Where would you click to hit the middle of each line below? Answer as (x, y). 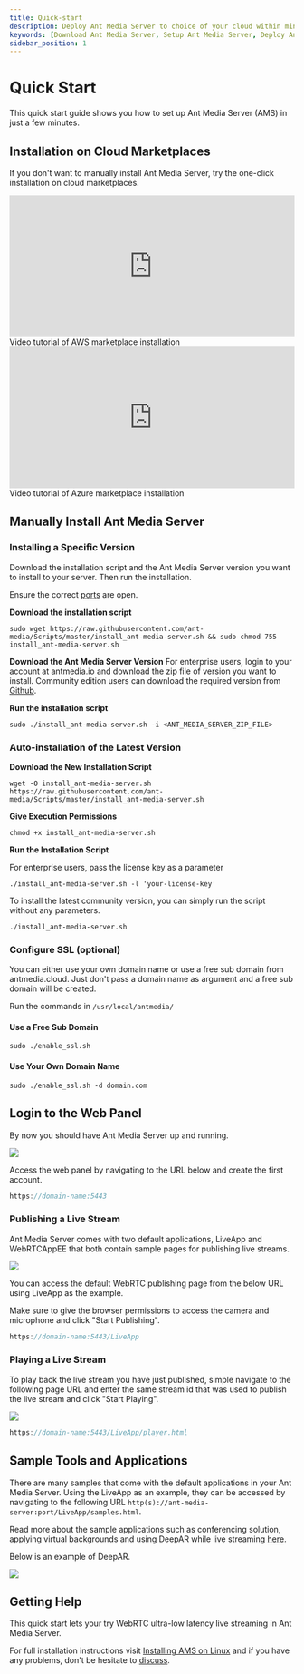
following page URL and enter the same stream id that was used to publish (148, 1389)
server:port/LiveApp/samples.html (75, 1512)
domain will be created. (53, 988)
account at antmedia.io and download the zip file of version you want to (143, 671)
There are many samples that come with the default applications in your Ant (151, 1483)
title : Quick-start (46, 18)
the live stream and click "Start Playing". (84, 1398)
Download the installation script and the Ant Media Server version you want (150, 567)
